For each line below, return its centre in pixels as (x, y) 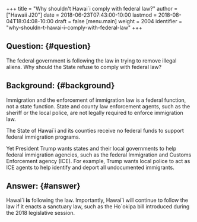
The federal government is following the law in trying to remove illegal (91, 60)
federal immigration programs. (43, 137)
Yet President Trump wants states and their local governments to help (91, 148)
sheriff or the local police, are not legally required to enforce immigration (95, 112)
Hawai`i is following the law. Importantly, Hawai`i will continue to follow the (97, 200)
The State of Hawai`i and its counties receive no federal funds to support (95, 130)
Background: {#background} (61, 86)
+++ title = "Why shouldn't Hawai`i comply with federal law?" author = (92, 9)
